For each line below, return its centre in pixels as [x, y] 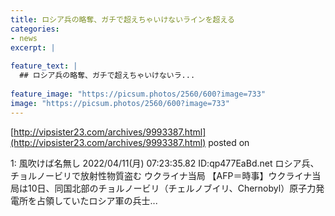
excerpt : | [33, 47]
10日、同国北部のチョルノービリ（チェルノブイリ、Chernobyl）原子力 [172, 188]
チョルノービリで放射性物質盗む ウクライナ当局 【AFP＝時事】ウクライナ [161, 175]
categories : [35, 29]
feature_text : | [44, 66]
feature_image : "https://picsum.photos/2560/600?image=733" [138, 94]
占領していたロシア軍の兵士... [97, 200]
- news [24, 38]
